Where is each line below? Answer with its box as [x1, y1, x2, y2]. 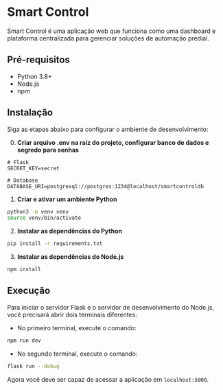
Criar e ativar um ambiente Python [16, 195, 117, 203]
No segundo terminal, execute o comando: [16, 349, 138, 358]
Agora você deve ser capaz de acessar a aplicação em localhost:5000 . [7, 375, 209, 383]
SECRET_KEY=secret [7, 165, 60, 172]
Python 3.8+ [16, 72, 53, 80]
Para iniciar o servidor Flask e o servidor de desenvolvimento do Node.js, [7, 303, 215, 311]
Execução [7, 285, 51, 297]
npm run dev [7, 337, 41, 344]
